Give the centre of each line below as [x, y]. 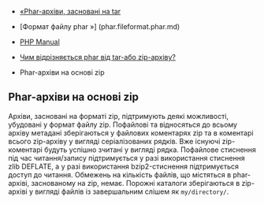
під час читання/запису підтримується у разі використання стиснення [127, 158]
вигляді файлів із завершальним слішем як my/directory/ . [132, 191]
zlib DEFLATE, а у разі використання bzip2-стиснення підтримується [123, 166]
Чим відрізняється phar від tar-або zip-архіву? [97, 57]
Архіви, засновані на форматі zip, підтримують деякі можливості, [119, 116]
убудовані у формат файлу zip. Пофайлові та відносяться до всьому [123, 124]
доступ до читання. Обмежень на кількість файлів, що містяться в [120, 174]
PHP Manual [40, 42]
